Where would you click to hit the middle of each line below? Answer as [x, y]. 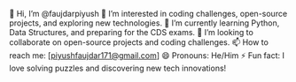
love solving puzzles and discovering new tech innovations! [118, 68]
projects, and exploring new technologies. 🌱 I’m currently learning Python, [144, 23]
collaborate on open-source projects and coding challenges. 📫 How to [139, 42]
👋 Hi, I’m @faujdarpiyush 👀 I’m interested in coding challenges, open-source [148, 14]
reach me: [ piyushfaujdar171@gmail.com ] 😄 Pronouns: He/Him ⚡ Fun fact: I [147, 56]
